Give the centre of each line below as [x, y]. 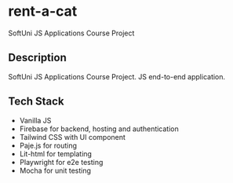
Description [37, 58]
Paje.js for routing [48, 145]
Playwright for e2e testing [61, 162]
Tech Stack [36, 102]
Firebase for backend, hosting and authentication [99, 129]
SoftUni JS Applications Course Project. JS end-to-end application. [117, 76]
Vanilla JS [35, 120]
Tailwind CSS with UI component [72, 137]
